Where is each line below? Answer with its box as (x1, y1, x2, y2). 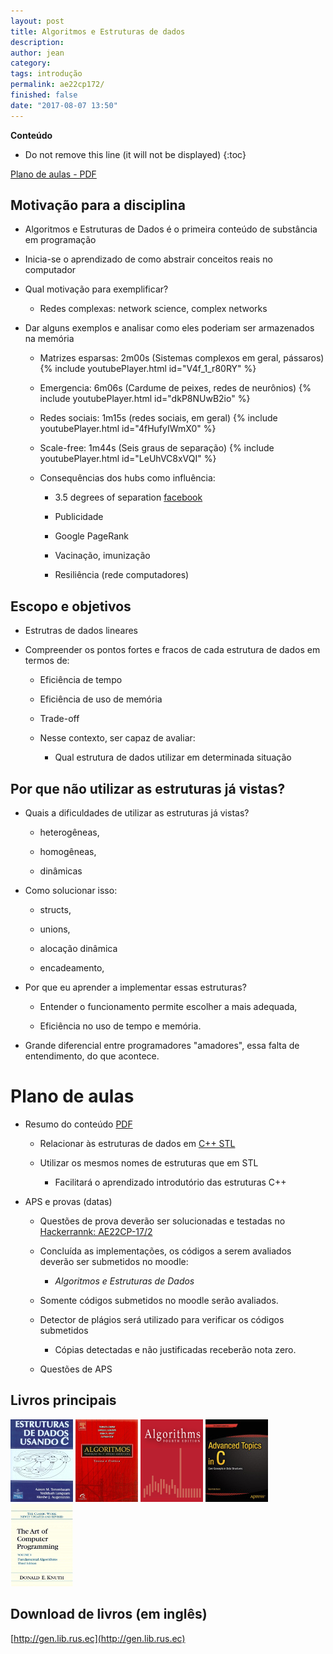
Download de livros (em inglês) (10, 1606, 208, 1623)
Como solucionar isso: (24, 885, 118, 897)
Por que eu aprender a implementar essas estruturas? (24, 981, 247, 994)
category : (10, 58, 52, 69)
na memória (24, 333, 75, 345)
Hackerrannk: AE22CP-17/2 (39, 1226, 153, 1237)
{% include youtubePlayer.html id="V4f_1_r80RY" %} (39, 363, 257, 375)
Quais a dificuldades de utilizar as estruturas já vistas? (24, 807, 250, 819)
